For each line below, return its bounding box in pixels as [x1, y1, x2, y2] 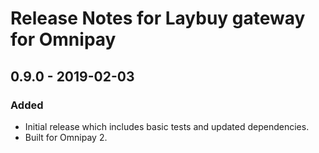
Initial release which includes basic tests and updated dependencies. [24, 120, 310, 132]
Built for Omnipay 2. [24, 131, 108, 143]
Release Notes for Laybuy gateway [10, 7, 306, 30]
